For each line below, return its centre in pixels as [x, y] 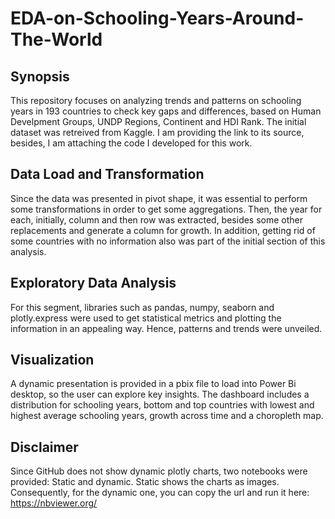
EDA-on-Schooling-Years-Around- [157, 18]
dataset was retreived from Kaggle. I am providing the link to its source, [157, 132]
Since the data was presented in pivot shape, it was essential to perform [159, 198]
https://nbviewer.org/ [54, 503]
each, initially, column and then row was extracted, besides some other [157, 219]
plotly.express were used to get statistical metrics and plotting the [146, 318]
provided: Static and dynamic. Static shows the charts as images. [145, 482]
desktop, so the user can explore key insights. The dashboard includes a [160, 394]
